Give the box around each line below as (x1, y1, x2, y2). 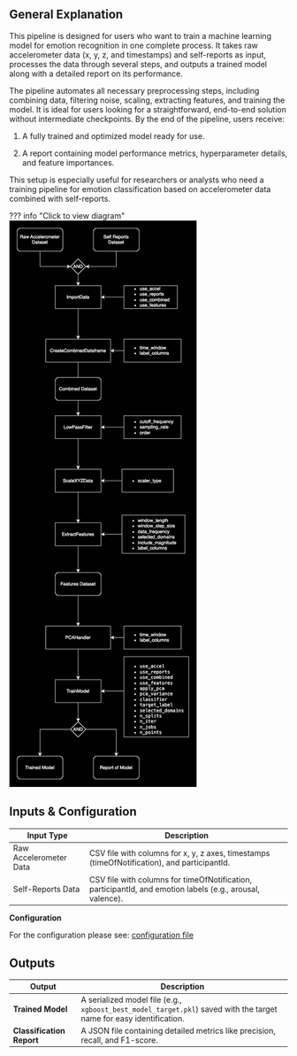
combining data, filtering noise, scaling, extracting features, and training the (9, 95, 286, 105)
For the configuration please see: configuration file (9, 929, 194, 941)
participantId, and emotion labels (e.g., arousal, (88, 883, 261, 894)
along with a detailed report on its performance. (9, 68, 183, 79)
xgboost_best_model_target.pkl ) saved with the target (80, 1004, 278, 1014)
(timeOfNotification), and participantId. (88, 857, 231, 867)
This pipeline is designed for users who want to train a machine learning (9, 30, 272, 41)
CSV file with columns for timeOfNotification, (88, 874, 253, 884)
